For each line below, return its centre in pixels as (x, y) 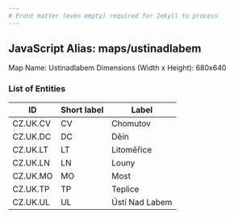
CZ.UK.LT (30, 149)
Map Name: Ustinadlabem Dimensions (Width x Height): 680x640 (117, 68)
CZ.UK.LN (31, 162)
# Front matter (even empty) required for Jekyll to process (113, 16)
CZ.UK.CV (31, 124)
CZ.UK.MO (33, 176)
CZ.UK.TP (31, 189)
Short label (82, 110)
